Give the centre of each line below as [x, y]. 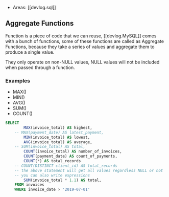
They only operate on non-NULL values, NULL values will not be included [82, 62]
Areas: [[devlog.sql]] [34, 7]
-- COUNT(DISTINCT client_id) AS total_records [66, 166]
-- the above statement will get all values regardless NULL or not [89, 170]
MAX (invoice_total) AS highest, [58, 127]
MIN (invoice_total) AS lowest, [57, 137]
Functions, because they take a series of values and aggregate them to [80, 47]
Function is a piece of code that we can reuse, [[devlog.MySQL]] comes [81, 36]
